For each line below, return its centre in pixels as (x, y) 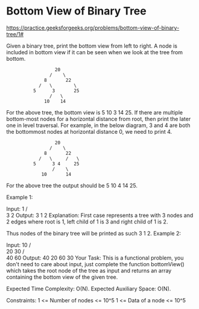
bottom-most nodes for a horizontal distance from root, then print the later (99, 119)
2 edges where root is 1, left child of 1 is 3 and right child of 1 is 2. (87, 222)
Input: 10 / (19, 245)
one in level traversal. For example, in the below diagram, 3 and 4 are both (98, 125)
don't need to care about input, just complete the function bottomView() (96, 264)
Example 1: (20, 197)
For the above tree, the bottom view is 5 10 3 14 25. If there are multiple (94, 112)
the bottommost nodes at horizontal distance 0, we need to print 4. (89, 131)
